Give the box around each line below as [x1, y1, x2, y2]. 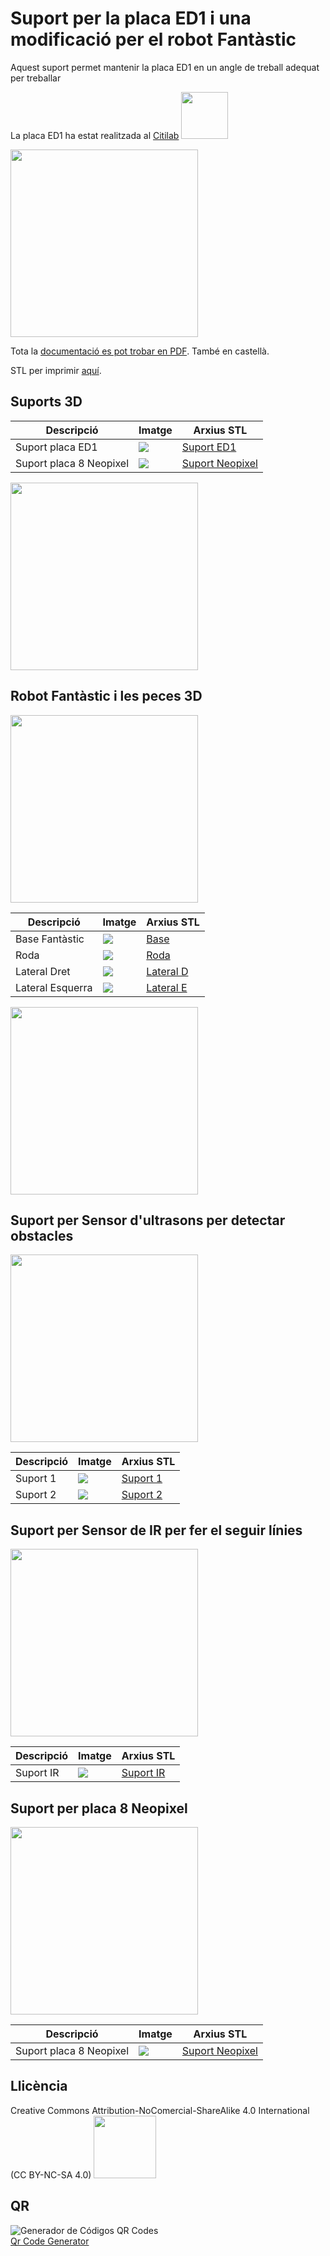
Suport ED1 [181, 440, 237, 454]
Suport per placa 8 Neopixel [10, 1800, 188, 1817]
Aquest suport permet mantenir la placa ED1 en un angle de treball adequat [10, 61, 320, 73]
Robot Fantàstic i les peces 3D [10, 688, 203, 705]
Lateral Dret [15, 964, 71, 978]
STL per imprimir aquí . [10, 364, 102, 376]
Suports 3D [10, 393, 83, 411]
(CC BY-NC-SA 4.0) [10, 2168, 92, 2181]
